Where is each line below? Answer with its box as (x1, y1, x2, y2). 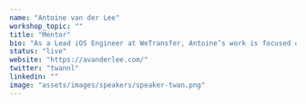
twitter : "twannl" (9, 64, 79, 73)
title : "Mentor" (9, 30, 71, 39)
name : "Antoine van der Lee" (9, 13, 120, 23)
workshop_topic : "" (9, 22, 84, 31)
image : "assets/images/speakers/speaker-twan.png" (9, 80, 206, 90)
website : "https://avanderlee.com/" (9, 55, 148, 64)
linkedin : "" (9, 72, 59, 81)
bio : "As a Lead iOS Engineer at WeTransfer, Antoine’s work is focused (9, 38, 291, 48)
